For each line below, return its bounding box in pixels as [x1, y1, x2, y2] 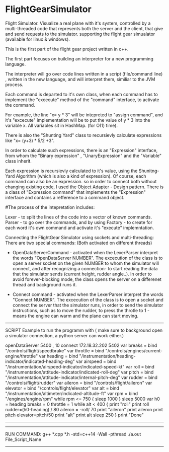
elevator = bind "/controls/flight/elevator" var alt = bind [5, 385, 120, 391]
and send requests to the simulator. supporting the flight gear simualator [5, 31, 155, 37]
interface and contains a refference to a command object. [5, 194, 125, 200]
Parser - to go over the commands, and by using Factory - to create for [5, 219, 152, 225]
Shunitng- [138, 168, 159, 174]
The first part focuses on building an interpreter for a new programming [5, 55, 153, 61]
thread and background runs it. [12, 281, 77, 287]
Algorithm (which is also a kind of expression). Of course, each [16, 173, 147, 179]
